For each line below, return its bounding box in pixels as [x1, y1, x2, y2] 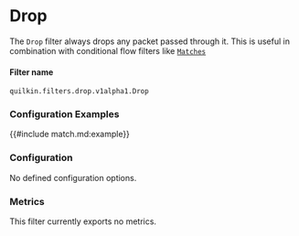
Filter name [9, 66, 54, 78]
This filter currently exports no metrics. [9, 216, 157, 227]
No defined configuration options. [9, 172, 137, 183]
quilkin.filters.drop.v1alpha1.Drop [9, 87, 149, 96]
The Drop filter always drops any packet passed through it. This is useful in [9, 36, 291, 47]
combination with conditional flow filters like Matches [9, 45, 207, 56]
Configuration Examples [9, 108, 120, 121]
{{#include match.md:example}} [9, 129, 131, 140]
